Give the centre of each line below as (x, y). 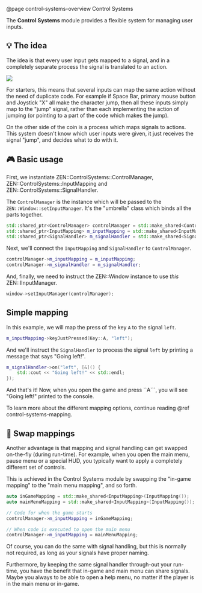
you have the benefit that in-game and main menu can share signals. (105, 571)
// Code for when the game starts (50, 513)
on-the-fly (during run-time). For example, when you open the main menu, (98, 454)
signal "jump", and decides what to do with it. (62, 140)
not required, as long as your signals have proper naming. (78, 553)
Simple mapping (37, 313)
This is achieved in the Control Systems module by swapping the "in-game (99, 479)
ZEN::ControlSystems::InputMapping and (57, 183)
